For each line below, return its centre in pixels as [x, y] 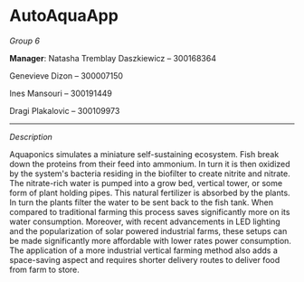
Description [31, 136]
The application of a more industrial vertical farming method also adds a [144, 250]
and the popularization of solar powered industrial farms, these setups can [148, 230]
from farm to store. [44, 269]
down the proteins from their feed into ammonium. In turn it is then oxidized [150, 164]
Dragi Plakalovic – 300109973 [65, 110]
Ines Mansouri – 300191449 [61, 93]
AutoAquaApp [64, 16]
